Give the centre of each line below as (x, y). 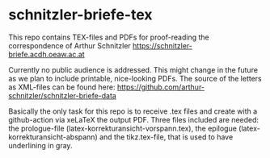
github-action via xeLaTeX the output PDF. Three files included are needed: (134, 119)
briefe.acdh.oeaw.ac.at (46, 54)
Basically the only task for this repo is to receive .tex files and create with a (133, 111)
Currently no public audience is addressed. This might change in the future (133, 69)
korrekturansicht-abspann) (53, 137)
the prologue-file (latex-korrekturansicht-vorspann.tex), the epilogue (122, 128)
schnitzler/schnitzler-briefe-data (63, 95)
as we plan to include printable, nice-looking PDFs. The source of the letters (135, 78)
